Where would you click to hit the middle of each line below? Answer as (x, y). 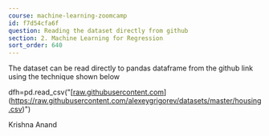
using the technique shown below (64, 77)
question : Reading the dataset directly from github (98, 30)
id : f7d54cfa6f (34, 23)
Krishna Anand (33, 125)
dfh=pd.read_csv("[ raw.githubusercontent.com (86, 92)
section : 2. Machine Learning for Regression (86, 38)
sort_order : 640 (35, 46)
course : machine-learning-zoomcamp (68, 16)
